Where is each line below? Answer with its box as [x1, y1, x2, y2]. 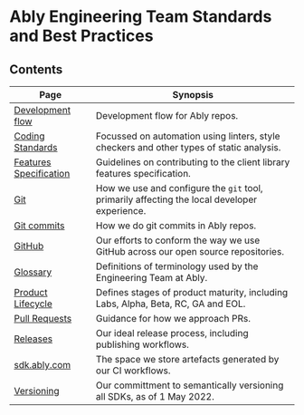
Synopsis [172, 89, 214, 101]
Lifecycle [14, 297, 52, 310]
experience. [95, 205, 147, 217]
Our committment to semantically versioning [95, 379, 284, 391]
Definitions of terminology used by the [95, 260, 259, 273]
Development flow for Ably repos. [95, 110, 239, 121]
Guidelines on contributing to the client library [95, 156, 290, 169]
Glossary [14, 265, 52, 278]
